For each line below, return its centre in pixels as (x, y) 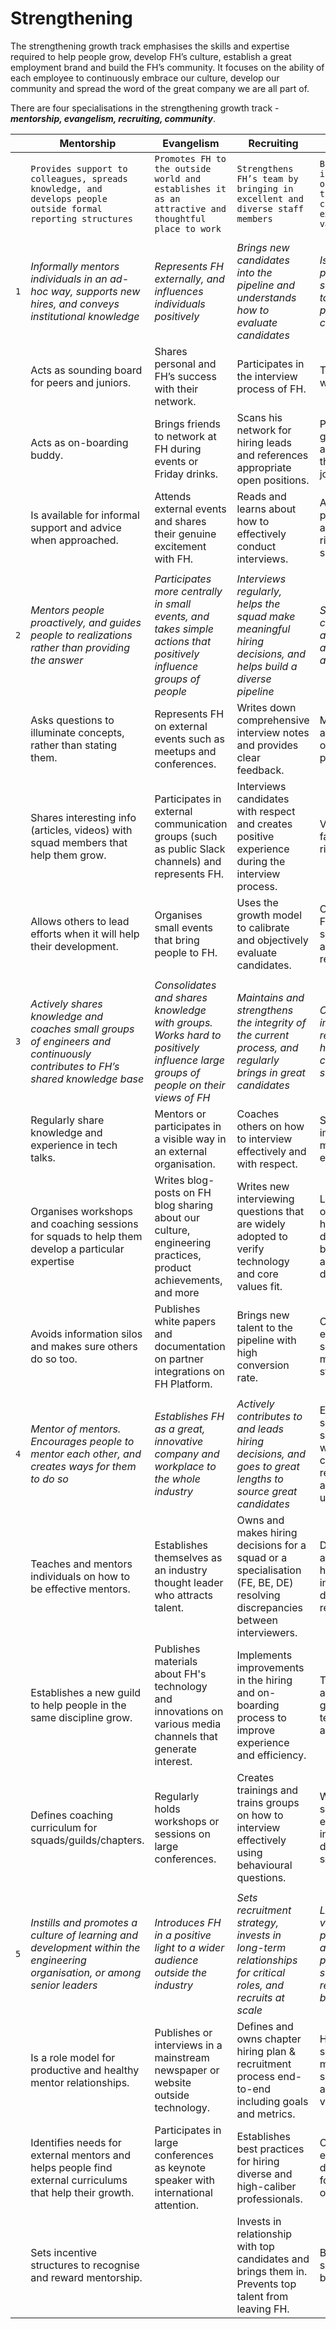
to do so (49, 1479)
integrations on (189, 1371)
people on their (190, 1085)
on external (181, 726)
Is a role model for (73, 2057)
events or (176, 461)
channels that (186, 1736)
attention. (176, 2205)
